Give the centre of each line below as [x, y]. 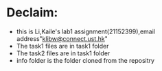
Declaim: [32, 13]
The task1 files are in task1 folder [62, 46]
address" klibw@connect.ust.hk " [62, 38]
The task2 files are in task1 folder [63, 53]
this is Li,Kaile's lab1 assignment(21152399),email [86, 31]
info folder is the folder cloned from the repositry [85, 60]
